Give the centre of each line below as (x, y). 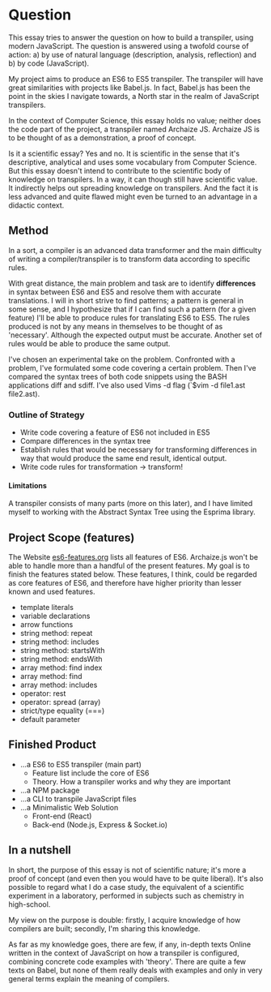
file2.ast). (24, 393)
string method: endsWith (61, 659)
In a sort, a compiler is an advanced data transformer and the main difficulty (135, 250)
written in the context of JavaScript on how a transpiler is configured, (124, 953)
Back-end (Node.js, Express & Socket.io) (100, 824)
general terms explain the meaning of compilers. (89, 978)
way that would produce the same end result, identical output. (123, 458)
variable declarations (55, 616)
